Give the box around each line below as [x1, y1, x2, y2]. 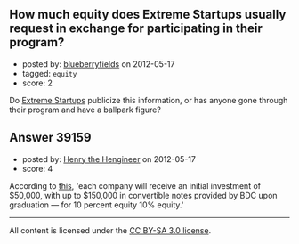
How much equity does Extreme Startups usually [9, 7, 287, 22]
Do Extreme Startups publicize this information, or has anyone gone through [9, 94, 288, 105]
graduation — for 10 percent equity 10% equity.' [9, 199, 184, 210]
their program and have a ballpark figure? [9, 104, 162, 115]
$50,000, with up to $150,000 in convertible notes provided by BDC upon [9, 190, 278, 200]
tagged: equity [21, 68, 77, 78]
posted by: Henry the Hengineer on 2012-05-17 [21, 153, 196, 164]
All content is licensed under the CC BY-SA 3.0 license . [9, 224, 212, 235]
